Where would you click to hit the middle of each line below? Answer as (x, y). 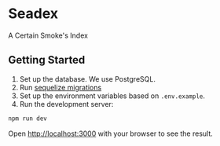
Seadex (33, 14)
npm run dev (27, 119)
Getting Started (47, 60)
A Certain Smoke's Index (48, 35)
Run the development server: (66, 104)
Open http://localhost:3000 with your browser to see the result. (111, 133)
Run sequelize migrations (60, 87)
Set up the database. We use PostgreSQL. (87, 78)
